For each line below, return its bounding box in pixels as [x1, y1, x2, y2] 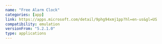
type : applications [5, 31, 47, 36]
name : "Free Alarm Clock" [5, 7, 60, 13]
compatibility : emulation [5, 21, 60, 27]
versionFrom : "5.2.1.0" [5, 26, 56, 31]
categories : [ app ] [5, 12, 44, 17]
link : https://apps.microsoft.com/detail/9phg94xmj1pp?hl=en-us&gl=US [5, 17, 157, 22]
